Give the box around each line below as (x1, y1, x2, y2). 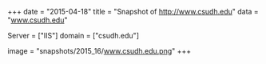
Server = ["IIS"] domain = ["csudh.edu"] (7, 31, 139, 40)
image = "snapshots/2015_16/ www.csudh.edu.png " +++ (7, 46, 192, 55)
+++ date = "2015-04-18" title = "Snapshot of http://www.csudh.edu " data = (7, 7, 259, 16)
